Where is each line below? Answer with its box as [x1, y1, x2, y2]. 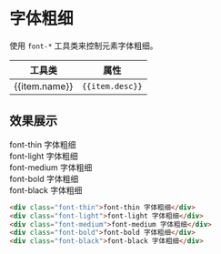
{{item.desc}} [81, 81, 143, 91]
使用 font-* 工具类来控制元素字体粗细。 [9, 40, 158, 51]
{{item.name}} [14, 79, 74, 92]
